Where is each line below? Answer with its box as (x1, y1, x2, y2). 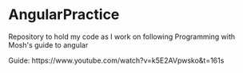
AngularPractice (8, 6, 120, 24)
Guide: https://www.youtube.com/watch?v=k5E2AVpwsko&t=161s (8, 56, 225, 65)
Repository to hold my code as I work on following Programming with (8, 32, 236, 41)
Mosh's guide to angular (8, 40, 89, 49)
